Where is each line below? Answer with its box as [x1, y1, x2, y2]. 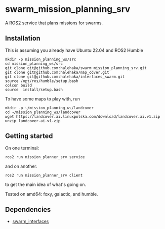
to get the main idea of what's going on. [5, 182, 86, 187]
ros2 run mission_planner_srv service [5, 154, 85, 159]
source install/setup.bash [5, 87, 63, 92]
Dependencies [5, 205, 51, 214]
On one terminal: [5, 145, 39, 151]
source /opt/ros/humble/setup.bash [5, 78, 79, 84]
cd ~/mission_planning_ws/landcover [5, 110, 81, 115]
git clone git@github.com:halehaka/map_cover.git [5, 70, 110, 75]
